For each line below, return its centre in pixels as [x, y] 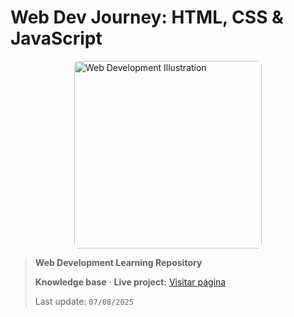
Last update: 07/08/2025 [84, 301]
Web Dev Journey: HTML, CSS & [147, 17]
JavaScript [56, 38]
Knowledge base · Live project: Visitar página [130, 282]
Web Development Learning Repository [118, 262]
